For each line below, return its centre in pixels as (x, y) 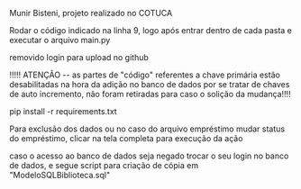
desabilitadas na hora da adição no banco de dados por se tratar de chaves (150, 84)
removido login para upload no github (79, 57)
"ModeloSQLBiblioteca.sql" (60, 175)
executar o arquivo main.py (60, 40)
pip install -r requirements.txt (63, 111)
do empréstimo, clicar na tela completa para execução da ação (126, 138)
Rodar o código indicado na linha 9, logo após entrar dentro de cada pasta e (151, 30)
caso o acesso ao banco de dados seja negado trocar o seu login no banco (149, 156)
